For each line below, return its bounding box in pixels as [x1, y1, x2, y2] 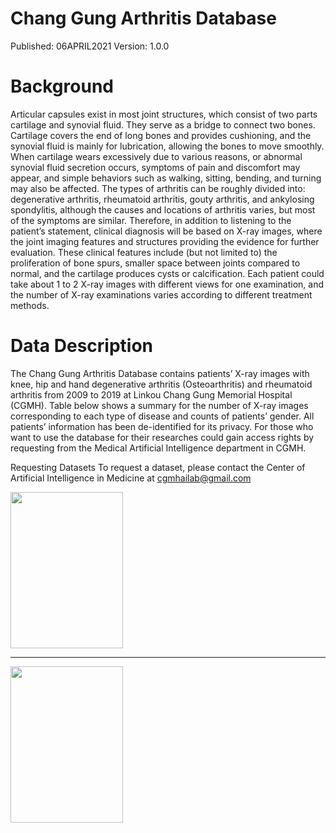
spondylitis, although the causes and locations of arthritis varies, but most [10, 203, 316, 216]
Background [10, 75, 114, 98]
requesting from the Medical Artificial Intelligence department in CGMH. [10, 442, 307, 454]
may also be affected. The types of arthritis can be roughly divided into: [10, 182, 306, 194]
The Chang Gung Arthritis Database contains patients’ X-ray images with [10, 367, 310, 379]
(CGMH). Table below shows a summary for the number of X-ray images [10, 399, 309, 411]
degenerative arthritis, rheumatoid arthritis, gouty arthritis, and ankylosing [10, 193, 315, 205]
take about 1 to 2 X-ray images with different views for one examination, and [10, 278, 325, 290]
